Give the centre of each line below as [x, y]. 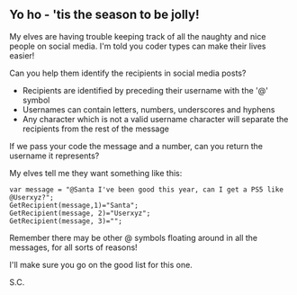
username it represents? [54, 156]
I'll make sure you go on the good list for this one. [101, 264]
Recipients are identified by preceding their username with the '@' [145, 90]
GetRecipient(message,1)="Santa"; [74, 205]
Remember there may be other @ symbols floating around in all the [134, 237]
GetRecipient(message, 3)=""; [66, 221]
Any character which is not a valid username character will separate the [155, 119]
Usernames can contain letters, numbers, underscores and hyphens [148, 109]
